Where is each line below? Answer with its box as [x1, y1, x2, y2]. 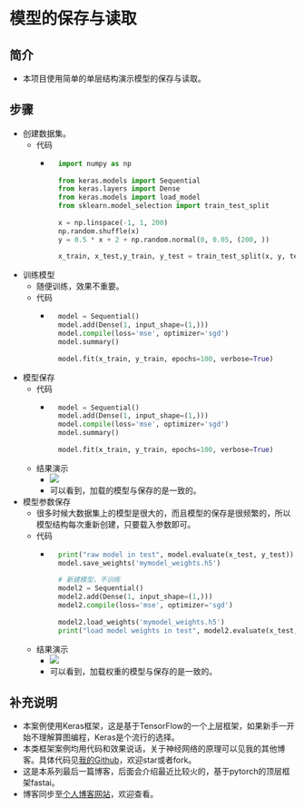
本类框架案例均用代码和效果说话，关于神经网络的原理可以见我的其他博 [22, 744, 286, 754]
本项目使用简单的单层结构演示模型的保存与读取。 [22, 74, 206, 84]
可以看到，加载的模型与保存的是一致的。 [49, 485, 202, 496]
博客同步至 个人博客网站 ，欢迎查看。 [22, 789, 159, 800]
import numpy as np [57, 159, 132, 168]
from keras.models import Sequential [57, 176, 202, 185]
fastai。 [30, 777, 60, 788]
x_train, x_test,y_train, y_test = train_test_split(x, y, [57, 251, 286, 261]
